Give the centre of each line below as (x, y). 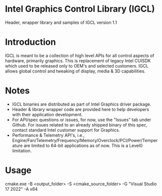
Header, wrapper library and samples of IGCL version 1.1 (61, 22)
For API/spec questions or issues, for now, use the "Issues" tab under (81, 120)
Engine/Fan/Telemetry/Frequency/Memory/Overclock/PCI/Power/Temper (85, 140)
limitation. (22, 151)
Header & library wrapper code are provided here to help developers (81, 109)
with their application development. (47, 114)
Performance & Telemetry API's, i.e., (48, 135)
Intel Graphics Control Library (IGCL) (80, 9)
